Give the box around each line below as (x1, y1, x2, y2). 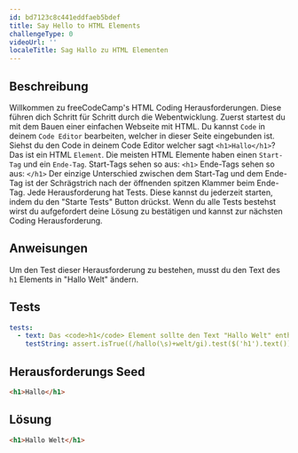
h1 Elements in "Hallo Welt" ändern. (9, 274, 139, 285)
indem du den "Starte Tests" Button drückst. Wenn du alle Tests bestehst (9, 196, 277, 207)
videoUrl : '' (9, 37, 58, 47)
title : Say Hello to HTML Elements (9, 21, 141, 30)
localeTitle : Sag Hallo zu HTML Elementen (9, 46, 169, 55)
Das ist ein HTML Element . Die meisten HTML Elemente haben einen (9, 149, 257, 160)
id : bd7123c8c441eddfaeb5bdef (9, 12, 122, 22)
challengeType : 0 (9, 29, 74, 38)
